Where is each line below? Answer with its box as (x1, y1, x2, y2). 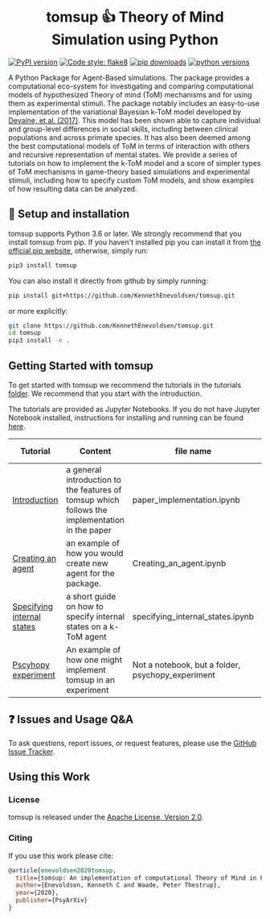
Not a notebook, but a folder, (132, 659, 241, 670)
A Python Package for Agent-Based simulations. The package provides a (8, 72, 250, 82)
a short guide (65, 591, 117, 602)
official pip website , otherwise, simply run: (8, 245, 149, 255)
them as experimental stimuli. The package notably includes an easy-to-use (8, 98, 260, 108)
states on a (65, 620, 108, 632)
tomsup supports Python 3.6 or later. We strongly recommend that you (8, 229, 242, 238)
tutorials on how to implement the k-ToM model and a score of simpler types (8, 158, 261, 167)
